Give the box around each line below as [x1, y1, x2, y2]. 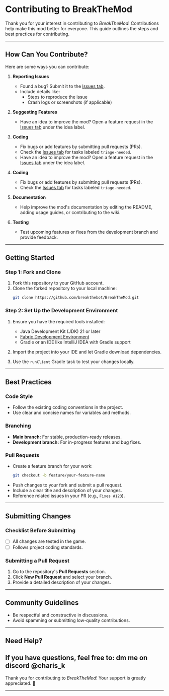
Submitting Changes [5, 512, 71, 521]
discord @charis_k [5, 661, 65, 670]
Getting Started [5, 253, 55, 262]
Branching [5, 422, 31, 429]
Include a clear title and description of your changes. [12, 487, 122, 493]
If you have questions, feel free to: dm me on [5, 654, 148, 662]
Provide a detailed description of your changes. [12, 579, 111, 585]
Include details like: [20, 88, 60, 94]
